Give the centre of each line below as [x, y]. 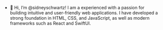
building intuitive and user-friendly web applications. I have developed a [84, 13]
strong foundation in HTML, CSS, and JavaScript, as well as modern [80, 18]
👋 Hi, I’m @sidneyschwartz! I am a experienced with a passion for [77, 8]
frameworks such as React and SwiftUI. [50, 23]
